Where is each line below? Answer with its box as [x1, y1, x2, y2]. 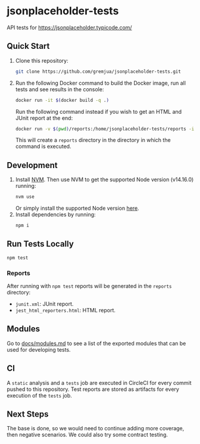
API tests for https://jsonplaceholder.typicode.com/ [7, 24, 133, 31]
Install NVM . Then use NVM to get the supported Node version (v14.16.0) [15, 176, 194, 183]
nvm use [15, 194, 35, 200]
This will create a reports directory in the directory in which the [15, 136, 171, 144]
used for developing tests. [7, 346, 71, 353]
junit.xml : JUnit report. [15, 300, 74, 308]
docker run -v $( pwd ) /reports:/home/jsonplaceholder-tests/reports [15, 126, 187, 132]
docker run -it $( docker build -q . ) [15, 97, 110, 103]
